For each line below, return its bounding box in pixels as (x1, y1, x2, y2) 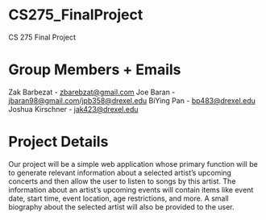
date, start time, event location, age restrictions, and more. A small (8, 193, 229, 203)
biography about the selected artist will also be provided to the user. (8, 201, 235, 211)
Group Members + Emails (8, 60, 181, 79)
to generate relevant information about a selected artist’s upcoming (8, 168, 232, 177)
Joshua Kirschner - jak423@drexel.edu (8, 104, 139, 114)
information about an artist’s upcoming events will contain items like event (8, 185, 254, 194)
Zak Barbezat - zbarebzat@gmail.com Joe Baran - (8, 87, 176, 97)
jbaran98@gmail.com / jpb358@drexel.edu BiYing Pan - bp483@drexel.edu (8, 95, 256, 106)
